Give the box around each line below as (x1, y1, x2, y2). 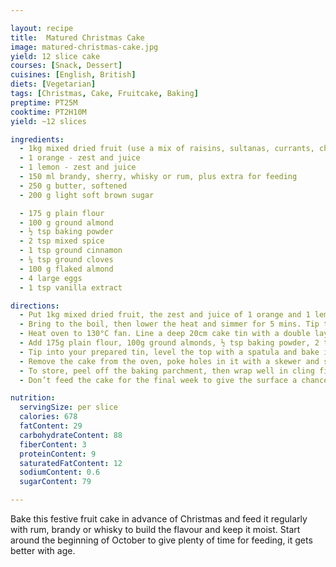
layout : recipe (10, 23, 74, 33)
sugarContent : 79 (19, 477, 92, 487)
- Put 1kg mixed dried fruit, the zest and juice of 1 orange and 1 (19, 310, 311, 320)
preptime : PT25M (10, 97, 78, 108)
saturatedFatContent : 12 (19, 458, 123, 468)
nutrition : (10, 393, 56, 403)
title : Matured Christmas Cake (10, 32, 145, 43)
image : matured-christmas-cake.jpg (10, 42, 159, 52)
